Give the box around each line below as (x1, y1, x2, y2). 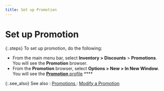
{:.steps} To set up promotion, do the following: (5, 45, 102, 51)
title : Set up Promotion (5, 7, 57, 12)
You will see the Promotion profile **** (12, 71, 93, 77)
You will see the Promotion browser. (12, 60, 87, 66)
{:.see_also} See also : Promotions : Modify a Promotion (5, 80, 120, 86)
